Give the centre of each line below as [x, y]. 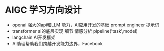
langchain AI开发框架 [34, 37]
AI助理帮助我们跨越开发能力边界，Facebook [58, 43]
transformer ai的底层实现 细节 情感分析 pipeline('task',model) [75, 31]
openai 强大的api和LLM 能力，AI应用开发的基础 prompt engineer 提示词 [86, 25]
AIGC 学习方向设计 [44, 10]
